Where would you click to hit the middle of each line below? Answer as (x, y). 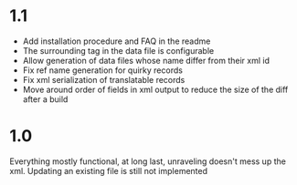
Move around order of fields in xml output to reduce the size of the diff (155, 89)
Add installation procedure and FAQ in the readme (117, 41)
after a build (45, 99)
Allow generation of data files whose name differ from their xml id (146, 60)
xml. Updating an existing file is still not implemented (109, 170)
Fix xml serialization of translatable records (104, 79)
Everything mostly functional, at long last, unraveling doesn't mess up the (148, 161)
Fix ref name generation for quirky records (102, 70)
